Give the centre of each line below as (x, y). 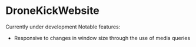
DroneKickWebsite (52, 11)
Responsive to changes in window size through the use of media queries (102, 38)
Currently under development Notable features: (63, 27)
